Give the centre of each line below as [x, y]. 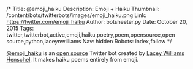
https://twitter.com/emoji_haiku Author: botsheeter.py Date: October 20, [97, 22]
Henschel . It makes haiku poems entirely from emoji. [73, 60]
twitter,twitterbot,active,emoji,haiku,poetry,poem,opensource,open [91, 35]
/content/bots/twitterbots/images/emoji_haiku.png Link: [77, 15]
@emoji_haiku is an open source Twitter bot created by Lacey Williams [96, 53]
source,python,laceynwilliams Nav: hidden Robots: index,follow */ [89, 41]
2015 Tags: [20, 28]
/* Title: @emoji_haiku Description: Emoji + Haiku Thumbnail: [83, 9]
